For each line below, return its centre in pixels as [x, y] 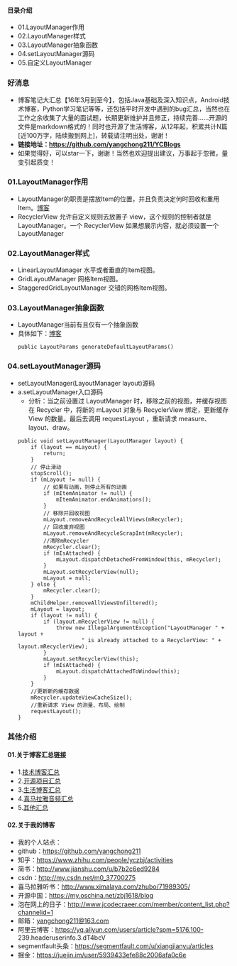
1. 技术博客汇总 [39, 772]
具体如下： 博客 [39, 334]
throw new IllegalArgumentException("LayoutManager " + [140, 628]
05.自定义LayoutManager [55, 63]
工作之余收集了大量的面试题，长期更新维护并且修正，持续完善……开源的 [122, 117]
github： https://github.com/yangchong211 [79, 851]
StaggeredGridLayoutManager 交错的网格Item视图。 [94, 288]
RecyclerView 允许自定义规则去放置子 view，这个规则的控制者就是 [114, 217]
